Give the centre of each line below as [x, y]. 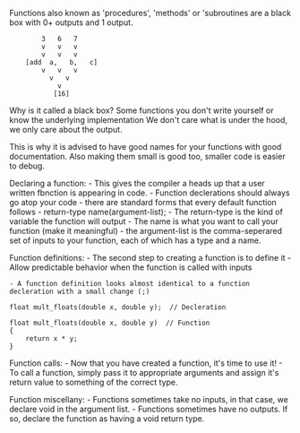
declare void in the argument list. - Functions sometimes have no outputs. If [149, 409]
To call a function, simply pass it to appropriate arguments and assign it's [144, 372]
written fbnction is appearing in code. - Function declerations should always [150, 193]
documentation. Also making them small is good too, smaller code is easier [147, 156]
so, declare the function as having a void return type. [107, 419]
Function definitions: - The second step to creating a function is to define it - [150, 258]
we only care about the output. [66, 130]
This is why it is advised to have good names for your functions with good [146, 147]
